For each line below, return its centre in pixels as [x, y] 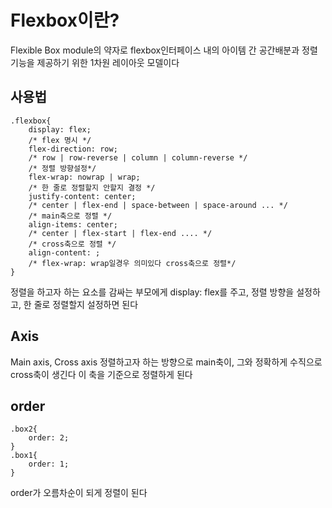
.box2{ [24, 429]
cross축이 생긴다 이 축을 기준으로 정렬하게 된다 [101, 374]
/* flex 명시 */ [60, 140]
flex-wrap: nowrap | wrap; [84, 177]
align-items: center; [73, 224]
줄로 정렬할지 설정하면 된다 [86, 304]
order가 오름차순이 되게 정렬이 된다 [79, 493]
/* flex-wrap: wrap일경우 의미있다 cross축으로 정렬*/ [132, 263]
